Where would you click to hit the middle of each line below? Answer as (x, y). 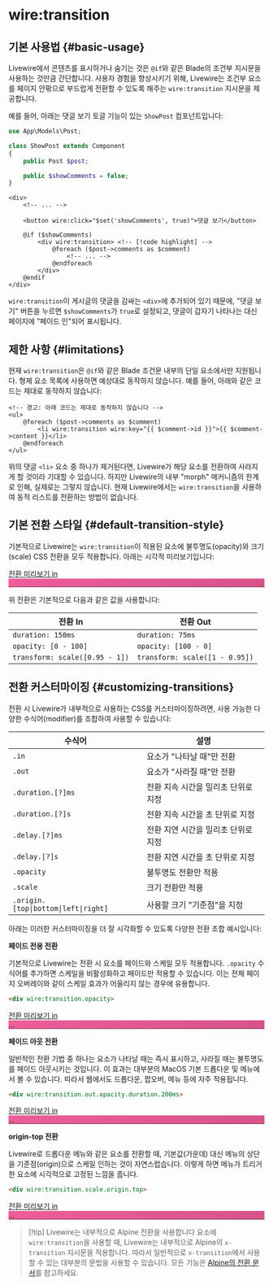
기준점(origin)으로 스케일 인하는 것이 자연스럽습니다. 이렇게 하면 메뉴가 (129, 1164)
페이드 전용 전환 (33, 946)
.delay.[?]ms (38, 835)
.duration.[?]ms (44, 792)
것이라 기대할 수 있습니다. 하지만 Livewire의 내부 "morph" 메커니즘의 (135, 477)
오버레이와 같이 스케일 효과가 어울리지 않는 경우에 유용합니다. (113, 983)
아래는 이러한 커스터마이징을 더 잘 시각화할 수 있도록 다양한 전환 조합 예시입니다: (135, 928)
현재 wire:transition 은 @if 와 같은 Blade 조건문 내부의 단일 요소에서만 (121, 371)
